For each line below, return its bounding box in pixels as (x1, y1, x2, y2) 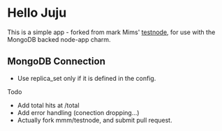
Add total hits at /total (17, 101, 80, 109)
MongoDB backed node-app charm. (7, 35, 111, 43)
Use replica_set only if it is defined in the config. (17, 74, 156, 82)
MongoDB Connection (7, 56, 106, 68)
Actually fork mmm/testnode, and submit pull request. (17, 116, 172, 124)
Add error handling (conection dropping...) (17, 108, 140, 116)
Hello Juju (7, 5, 67, 21)
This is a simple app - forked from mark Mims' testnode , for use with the (7, 28, 216, 36)
